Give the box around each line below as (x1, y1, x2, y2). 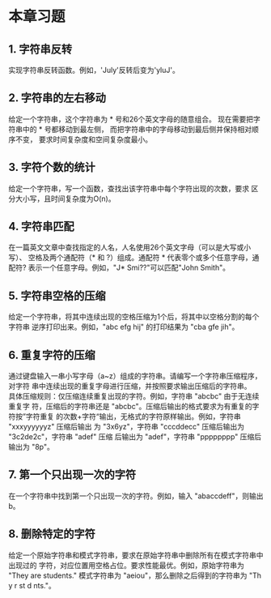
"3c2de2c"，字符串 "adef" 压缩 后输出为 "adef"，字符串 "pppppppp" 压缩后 (8, 432, 261, 442)
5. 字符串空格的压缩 (8, 288, 106, 302)
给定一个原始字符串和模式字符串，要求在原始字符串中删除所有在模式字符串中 (8, 550, 264, 560)
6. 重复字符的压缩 (8, 348, 95, 361)
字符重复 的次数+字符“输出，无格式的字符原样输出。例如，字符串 (25, 412, 241, 421)
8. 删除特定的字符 (8, 528, 95, 541)
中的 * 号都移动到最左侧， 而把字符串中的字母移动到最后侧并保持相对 (22, 124, 252, 134)
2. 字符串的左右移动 (8, 91, 107, 105)
